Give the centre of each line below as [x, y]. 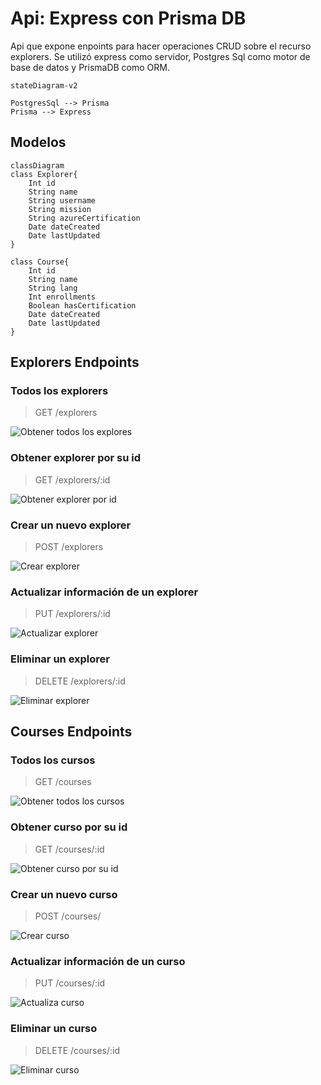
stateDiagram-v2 [44, 85]
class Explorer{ [44, 174]
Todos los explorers [59, 391]
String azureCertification [84, 218]
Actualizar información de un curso [98, 961]
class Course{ [40, 262]
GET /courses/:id [69, 849]
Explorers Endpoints [75, 362]
